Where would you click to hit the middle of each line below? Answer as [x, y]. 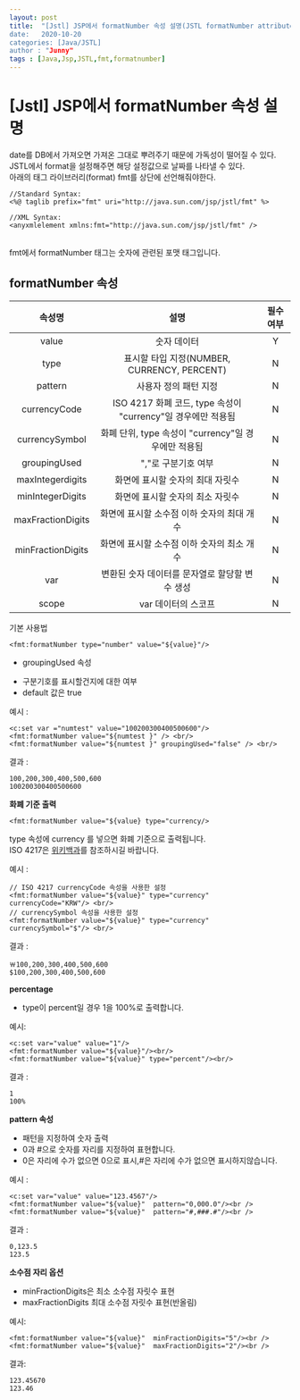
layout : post [33, 17]
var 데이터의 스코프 [177, 604]
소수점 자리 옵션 [37, 1272]
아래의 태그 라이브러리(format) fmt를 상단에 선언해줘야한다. [112, 177]
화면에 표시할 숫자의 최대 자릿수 [177, 480]
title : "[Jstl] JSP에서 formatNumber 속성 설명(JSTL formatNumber [132, 26]
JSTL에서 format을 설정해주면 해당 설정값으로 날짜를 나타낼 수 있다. [127, 165]
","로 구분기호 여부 [177, 463]
